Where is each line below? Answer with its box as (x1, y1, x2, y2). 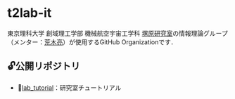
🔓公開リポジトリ (7, 60, 81, 72)
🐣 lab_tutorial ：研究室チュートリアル (17, 83, 122, 92)
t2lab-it (7, 5, 52, 21)
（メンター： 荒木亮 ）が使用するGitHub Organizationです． (7, 37, 177, 46)
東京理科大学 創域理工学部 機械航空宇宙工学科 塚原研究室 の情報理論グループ (7, 29, 228, 37)
